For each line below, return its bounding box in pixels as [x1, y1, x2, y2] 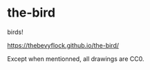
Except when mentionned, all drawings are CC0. [7, 54, 144, 63]
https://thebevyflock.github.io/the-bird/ [7, 41, 120, 49]
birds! [7, 28, 24, 36]
